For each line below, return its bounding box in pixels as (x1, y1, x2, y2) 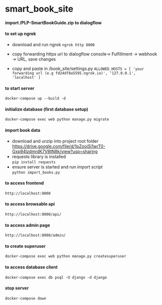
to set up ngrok (5, 31, 36, 37)
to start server (5, 85, 35, 91)
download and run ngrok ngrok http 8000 (12, 41, 95, 47)
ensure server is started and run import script (12, 164, 103, 169)
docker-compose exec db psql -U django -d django (5, 275, 107, 280)
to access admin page (5, 222, 50, 228)
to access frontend (5, 180, 44, 186)
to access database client (5, 264, 58, 270)
